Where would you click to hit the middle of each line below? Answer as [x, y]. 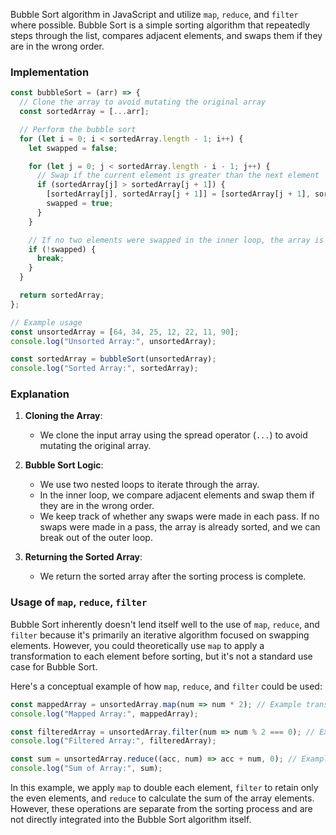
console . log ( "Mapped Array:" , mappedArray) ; [104, 714]
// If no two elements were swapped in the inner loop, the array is [176, 240]
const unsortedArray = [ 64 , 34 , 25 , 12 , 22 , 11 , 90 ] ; [125, 332]
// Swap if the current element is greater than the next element [178, 175]
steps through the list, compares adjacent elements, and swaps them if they [166, 35]
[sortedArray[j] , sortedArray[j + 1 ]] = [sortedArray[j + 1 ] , [178, 194]
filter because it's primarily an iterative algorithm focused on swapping [160, 635]
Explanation [40, 394]
